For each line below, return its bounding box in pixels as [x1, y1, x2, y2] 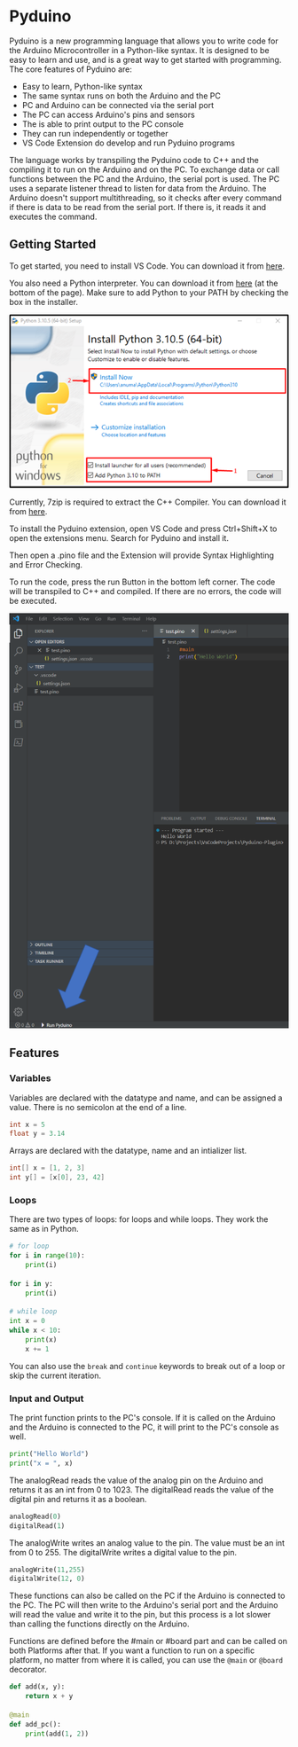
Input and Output [9, 1392, 84, 1405]
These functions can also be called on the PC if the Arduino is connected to [9, 1590, 286, 1602]
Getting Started [9, 237, 97, 252]
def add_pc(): [9, 1720, 62, 1728]
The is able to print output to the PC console [21, 118, 184, 129]
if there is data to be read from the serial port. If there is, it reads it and [9, 201, 267, 212]
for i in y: [9, 1279, 53, 1288]
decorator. [9, 1665, 47, 1675]
